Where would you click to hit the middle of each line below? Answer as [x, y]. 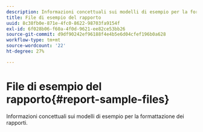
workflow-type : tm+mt [34, 40]
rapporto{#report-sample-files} [88, 99]
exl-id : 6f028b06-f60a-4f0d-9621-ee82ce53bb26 [66, 29]
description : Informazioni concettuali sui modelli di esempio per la [97, 12]
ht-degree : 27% [25, 51]
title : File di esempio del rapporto [54, 18]
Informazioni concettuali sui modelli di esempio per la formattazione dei [95, 116]
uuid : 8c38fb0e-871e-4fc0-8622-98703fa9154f [63, 23]
